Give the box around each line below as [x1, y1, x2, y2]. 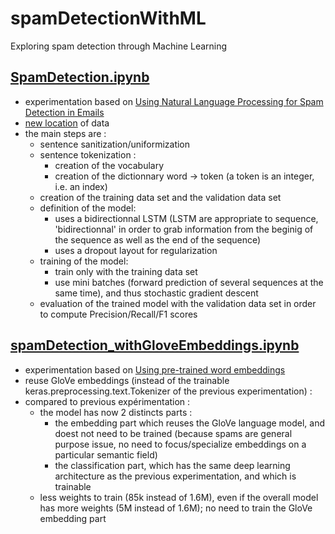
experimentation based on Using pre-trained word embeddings [24, 363, 286, 376]
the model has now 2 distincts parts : [39, 406, 193, 418]
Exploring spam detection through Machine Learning [10, 40, 228, 52]
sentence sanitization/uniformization [39, 138, 191, 150]
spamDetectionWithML [10, 7, 207, 30]
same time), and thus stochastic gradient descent [54, 287, 259, 299]
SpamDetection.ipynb [10, 69, 150, 86]
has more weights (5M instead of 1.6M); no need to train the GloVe [39, 502, 313, 514]
